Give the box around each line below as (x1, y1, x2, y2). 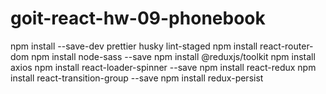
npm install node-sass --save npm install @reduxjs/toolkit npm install (31, 50, 316, 62)
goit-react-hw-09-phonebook (10, 7, 266, 30)
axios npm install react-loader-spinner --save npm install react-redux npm (10, 61, 317, 73)
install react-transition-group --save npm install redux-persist (10, 72, 264, 84)
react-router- (259, 40, 314, 52)
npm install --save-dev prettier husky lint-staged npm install (10, 40, 258, 52)
